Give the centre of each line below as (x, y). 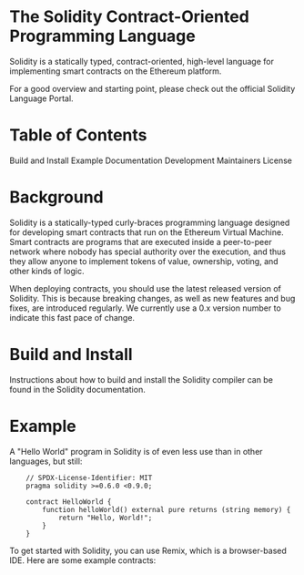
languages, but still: (46, 461)
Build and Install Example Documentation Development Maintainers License (151, 160)
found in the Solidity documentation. (77, 389)
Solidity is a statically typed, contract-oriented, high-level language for (142, 61)
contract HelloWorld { (69, 502)
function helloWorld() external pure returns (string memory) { (167, 509)
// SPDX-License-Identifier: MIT (89, 477)
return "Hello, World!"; (105, 518)
